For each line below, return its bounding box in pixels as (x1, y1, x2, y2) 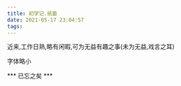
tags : (7, 23, 23, 30)
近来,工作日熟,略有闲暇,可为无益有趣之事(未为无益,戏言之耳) (7, 43, 175, 51)
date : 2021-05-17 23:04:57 (7, 17, 84, 23)
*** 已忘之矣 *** (7, 72, 53, 80)
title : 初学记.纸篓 (7, 10, 58, 17)
